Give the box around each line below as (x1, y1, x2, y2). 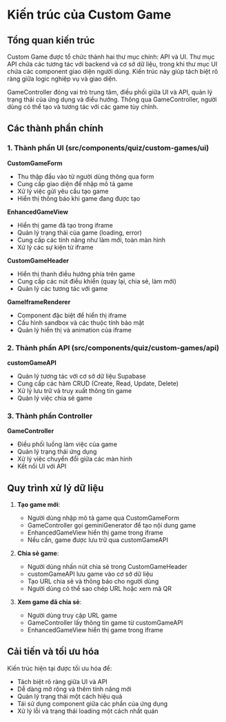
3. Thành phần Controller (7, 411, 93, 421)
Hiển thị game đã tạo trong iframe (17, 221, 114, 229)
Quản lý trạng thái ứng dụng (17, 448, 97, 456)
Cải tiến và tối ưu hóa (7, 645, 100, 658)
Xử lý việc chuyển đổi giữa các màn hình (17, 455, 133, 463)
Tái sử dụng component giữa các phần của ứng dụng (17, 699, 168, 708)
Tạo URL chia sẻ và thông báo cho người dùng (27, 577, 159, 585)
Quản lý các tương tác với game (17, 284, 108, 292)
